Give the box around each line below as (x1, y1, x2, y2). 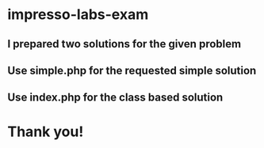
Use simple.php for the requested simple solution (7, 63, 257, 77)
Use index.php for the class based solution (7, 91, 224, 104)
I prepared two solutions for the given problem (7, 37, 242, 51)
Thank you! (7, 123, 84, 140)
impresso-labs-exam (7, 6, 149, 24)
